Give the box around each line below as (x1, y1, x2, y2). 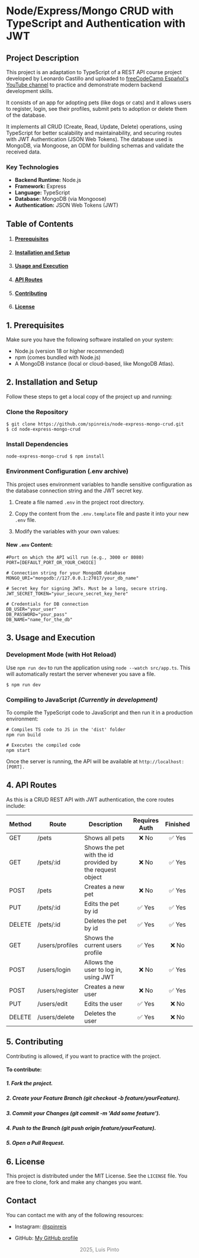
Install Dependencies (6, 440, 69, 449)
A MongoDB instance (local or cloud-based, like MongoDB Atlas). (14, 360, 175, 367)
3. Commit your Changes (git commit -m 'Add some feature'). (6, 1109, 161, 1116)
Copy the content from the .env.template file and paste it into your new (14, 510, 189, 517)
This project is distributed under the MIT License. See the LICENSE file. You (6, 1172, 188, 1180)
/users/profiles (37, 941, 79, 949)
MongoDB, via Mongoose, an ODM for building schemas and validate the (6, 142, 184, 149)
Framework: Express (14, 183, 66, 190)
